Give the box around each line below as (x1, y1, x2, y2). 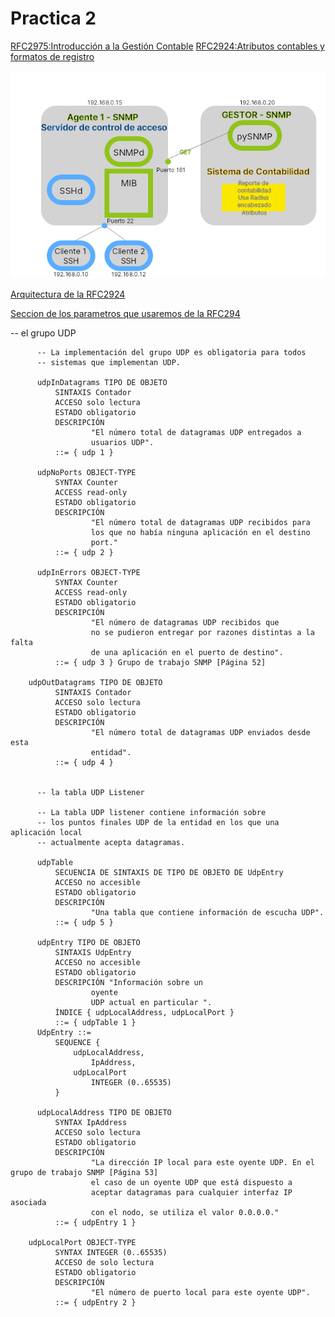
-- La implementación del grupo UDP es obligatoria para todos (36, 347, 307, 357)
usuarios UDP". (90, 437, 155, 447)
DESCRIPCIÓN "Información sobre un (54, 977, 203, 987)
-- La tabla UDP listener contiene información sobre (36, 807, 267, 817)
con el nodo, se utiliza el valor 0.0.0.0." (90, 1207, 280, 1217)
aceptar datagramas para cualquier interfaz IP (90, 1187, 293, 1197)
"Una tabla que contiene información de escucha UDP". (90, 907, 325, 917)
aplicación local (10, 827, 83, 837)
